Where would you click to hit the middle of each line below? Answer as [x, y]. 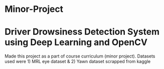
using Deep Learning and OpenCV [76, 42]
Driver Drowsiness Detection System [82, 32]
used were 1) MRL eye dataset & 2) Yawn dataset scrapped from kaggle [78, 62]
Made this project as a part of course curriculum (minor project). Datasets [80, 56]
